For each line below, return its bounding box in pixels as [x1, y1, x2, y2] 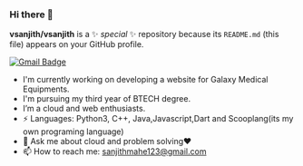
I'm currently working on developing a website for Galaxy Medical [22, 74, 269, 85]
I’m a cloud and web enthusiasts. [22, 103, 146, 114]
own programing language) [22, 126, 124, 137]
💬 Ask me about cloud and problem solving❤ [22, 136, 192, 147]
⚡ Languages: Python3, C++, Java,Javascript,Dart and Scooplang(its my [22, 113, 294, 124]
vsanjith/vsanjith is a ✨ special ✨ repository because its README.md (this [9, 29, 279, 40]
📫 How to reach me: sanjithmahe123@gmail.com [22, 146, 207, 157]
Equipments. [22, 83, 70, 94]
